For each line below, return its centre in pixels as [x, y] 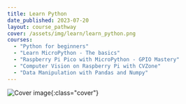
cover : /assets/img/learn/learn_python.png [72, 33]
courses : [20, 40]
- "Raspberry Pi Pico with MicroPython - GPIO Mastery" [96, 60]
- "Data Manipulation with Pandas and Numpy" [81, 72]
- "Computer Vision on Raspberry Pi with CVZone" [87, 66]
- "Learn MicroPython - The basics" [67, 53]
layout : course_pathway [42, 27]
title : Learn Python [37, 14]
